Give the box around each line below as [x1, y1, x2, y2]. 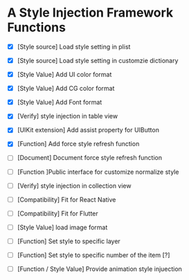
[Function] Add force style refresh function [17, 140, 140, 148]
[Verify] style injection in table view [17, 112, 118, 121]
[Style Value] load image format [17, 223, 108, 231]
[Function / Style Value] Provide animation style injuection [17, 265, 182, 273]
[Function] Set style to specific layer [17, 237, 121, 245]
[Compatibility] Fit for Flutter [17, 209, 98, 218]
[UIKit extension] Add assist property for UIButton [17, 126, 159, 134]
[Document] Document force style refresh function [17, 154, 163, 162]
